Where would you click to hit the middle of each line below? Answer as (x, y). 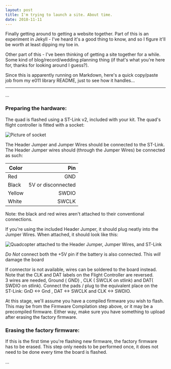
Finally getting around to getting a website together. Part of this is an (77, 34)
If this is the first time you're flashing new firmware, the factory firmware (81, 341)
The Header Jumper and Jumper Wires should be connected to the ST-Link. (85, 144)
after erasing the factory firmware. (41, 317)
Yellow (16, 193)
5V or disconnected (52, 184)
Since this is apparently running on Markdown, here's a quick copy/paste (82, 75)
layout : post (19, 10)
